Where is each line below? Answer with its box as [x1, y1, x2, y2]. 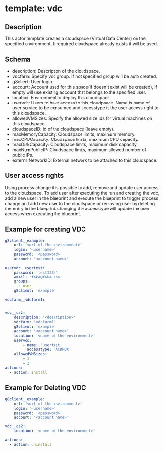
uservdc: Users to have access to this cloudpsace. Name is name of [12, 100, 150, 105]
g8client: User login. [12, 78, 54, 84]
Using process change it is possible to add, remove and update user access [5, 184, 159, 190]
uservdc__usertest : [5, 265, 45, 270]
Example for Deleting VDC [5, 383, 86, 392]
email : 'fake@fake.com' [14, 275, 63, 279]
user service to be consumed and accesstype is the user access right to [12, 104, 159, 111]
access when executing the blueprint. [5, 210, 81, 217]
